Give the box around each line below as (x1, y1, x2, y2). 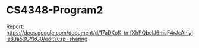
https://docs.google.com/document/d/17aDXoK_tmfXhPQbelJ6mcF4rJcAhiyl (6, 29, 193, 36)
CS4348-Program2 (6, 4, 103, 17)
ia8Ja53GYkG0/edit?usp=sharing (6, 35, 88, 42)
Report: (6, 23, 25, 30)
